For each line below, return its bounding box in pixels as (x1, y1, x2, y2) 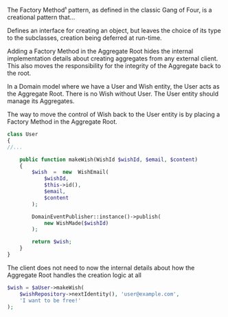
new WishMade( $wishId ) (43, 219, 109, 226)
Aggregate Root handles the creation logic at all (7, 271, 142, 279)
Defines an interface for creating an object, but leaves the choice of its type (7, 27, 221, 34)
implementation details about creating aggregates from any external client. (7, 54, 218, 63)
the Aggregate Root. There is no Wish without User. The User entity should (7, 89, 219, 98)
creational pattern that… (7, 13, 76, 21)
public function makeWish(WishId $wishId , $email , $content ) (19, 156, 198, 163)
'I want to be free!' (19, 297, 81, 304)
